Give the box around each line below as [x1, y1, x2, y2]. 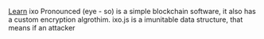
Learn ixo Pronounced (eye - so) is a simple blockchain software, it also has [8, 7, 256, 16]
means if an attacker [8, 23, 76, 32]
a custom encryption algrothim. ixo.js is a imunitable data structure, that [8, 15, 243, 24]
